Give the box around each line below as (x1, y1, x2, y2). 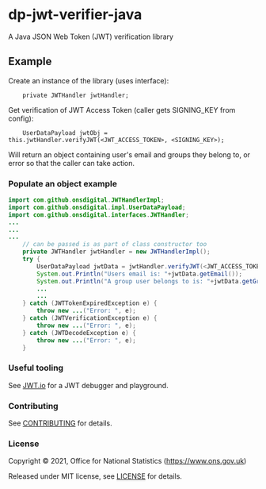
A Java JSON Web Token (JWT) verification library (8, 32, 174, 41)
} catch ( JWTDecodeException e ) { (22, 329, 136, 337)
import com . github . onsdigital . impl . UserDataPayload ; (8, 203, 186, 211)
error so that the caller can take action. (8, 158, 135, 167)
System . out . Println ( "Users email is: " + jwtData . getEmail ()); (36, 270, 243, 278)
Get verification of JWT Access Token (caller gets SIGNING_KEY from (8, 105, 236, 114)
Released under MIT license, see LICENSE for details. (8, 472, 182, 481)
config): (8, 114, 34, 123)
